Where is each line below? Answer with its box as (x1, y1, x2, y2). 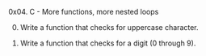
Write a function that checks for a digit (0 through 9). (19, 38, 196, 48)
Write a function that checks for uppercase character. (19, 23, 200, 32)
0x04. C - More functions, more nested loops (8, 7, 159, 16)
